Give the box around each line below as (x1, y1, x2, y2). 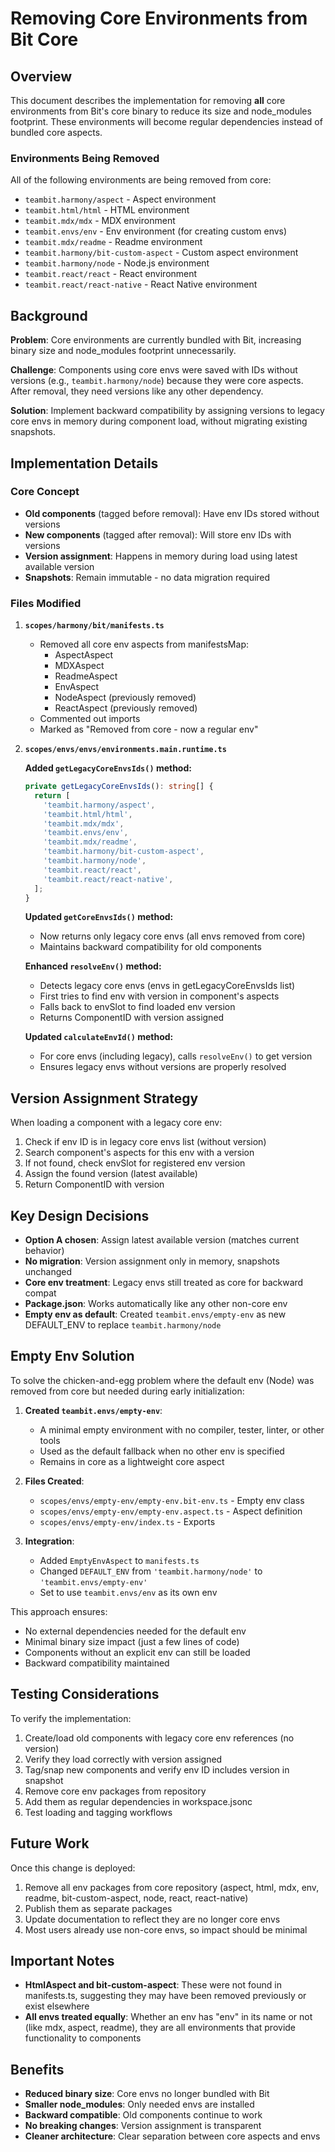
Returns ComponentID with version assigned (39, 1012, 225, 1024)
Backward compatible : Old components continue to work (24, 2109, 263, 2121)
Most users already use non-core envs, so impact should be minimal (24, 1923, 308, 1936)
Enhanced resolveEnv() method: (24, 960, 162, 972)
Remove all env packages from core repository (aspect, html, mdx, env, (24, 1881, 320, 1893)
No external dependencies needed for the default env (24, 1625, 247, 1637)
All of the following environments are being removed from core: (10, 174, 272, 186)
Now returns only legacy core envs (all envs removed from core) (39, 930, 306, 942)
